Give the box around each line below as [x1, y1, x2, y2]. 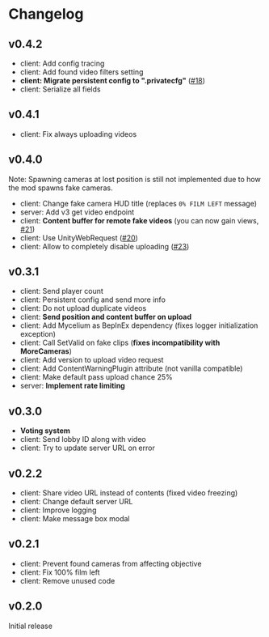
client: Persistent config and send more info [19, 295, 166, 304]
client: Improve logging [19, 505, 97, 515]
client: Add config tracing [19, 58, 105, 68]
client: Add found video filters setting [19, 67, 144, 77]
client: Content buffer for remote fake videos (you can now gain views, [19, 215, 259, 225]
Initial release [8, 621, 53, 631]
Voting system [19, 426, 70, 435]
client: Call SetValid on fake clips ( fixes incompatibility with [19, 338, 221, 348]
